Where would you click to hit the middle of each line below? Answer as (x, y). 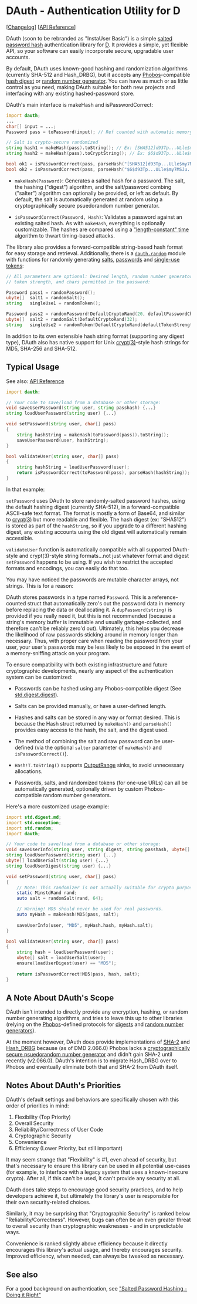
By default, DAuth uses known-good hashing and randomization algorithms (97, 68)
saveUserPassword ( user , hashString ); (63, 440)
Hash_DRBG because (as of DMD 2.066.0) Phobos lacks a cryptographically (98, 1048)
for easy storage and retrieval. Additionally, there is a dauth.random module (96, 253)
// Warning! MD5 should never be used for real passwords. (90, 909)
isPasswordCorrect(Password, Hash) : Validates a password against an (98, 217)
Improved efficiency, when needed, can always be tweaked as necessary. (95, 1256)
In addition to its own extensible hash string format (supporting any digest (95, 336)
